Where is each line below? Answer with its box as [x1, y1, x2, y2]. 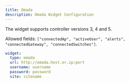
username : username [10, 65, 51, 70]
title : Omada [5, 7, 33, 13]
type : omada [10, 55, 35, 60]
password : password [10, 69, 51, 74]
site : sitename [10, 74, 42, 79]
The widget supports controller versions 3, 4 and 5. [5, 26, 112, 32]
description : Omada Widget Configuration [5, 12, 94, 17]
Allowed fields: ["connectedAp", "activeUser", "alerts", [5, 36, 125, 42]
